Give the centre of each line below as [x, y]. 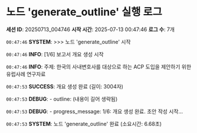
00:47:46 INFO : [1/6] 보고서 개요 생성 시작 [55, 54]
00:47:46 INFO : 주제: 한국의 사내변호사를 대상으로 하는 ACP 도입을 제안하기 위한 [99, 66]
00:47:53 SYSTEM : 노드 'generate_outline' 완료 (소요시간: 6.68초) [84, 124]
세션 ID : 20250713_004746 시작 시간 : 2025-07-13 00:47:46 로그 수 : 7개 [91, 29]
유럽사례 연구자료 [26, 74]
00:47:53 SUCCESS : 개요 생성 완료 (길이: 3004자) [65, 86]
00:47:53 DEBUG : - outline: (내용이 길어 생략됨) [62, 99]
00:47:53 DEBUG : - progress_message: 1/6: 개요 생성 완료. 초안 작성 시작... [95, 111]
